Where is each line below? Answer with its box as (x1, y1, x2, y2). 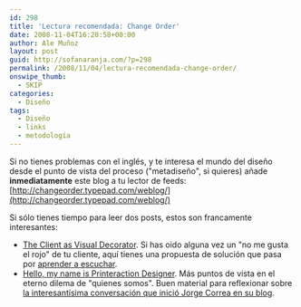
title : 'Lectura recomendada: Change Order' (9, 22, 180, 31)
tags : (9, 106, 30, 115)
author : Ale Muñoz (9, 38, 79, 48)
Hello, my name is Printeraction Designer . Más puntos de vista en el (22, 268, 276, 279)
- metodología (17, 131, 71, 140)
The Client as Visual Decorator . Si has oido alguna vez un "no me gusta (22, 239, 288, 250)
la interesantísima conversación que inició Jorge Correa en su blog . (22, 287, 275, 298)
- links (17, 123, 47, 132)
